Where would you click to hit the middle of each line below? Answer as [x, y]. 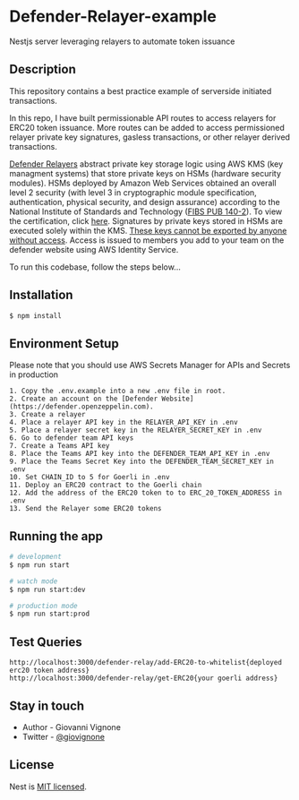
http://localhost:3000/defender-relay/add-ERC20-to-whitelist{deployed [145, 663]
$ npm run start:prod [50, 614]
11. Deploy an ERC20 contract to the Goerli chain [106, 486]
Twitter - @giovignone [64, 736]
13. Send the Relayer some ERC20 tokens [86, 509]
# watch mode [34, 581]
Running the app [56, 536]
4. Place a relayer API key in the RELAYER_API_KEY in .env [124, 423]
